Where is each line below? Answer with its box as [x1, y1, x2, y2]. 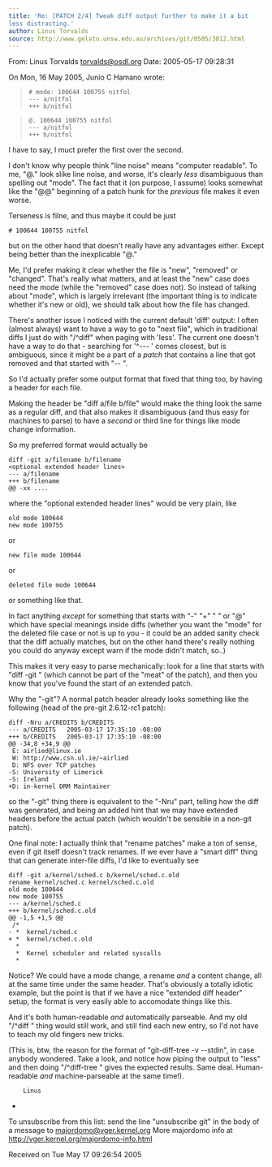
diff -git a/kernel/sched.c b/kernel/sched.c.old [8, 872, 180, 880]
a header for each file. [8, 383, 83, 393]
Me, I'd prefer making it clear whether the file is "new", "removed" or [8, 265, 238, 275]
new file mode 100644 [8, 551, 82, 560]
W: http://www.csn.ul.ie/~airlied [11, 754, 129, 763]
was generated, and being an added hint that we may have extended [8, 805, 238, 816]
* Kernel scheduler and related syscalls [15, 950, 162, 958]
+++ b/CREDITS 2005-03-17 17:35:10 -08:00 [8, 733, 162, 741]
